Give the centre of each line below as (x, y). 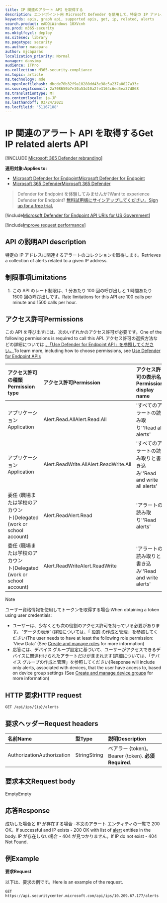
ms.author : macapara (27, 47)
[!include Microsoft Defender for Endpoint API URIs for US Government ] (78, 215)
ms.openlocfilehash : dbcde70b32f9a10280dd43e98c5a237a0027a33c (72, 84)
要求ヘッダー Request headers (52, 723)
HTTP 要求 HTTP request (43, 695)
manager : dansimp (23, 61)
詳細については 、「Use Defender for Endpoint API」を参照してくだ (82, 345)
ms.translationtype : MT (30, 93)
